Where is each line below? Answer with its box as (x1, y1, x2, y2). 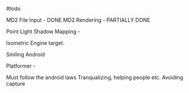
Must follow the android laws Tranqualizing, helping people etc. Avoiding (6, 74, 184, 81)
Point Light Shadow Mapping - (6, 28, 81, 35)
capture (6, 80, 25, 87)
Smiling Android (6, 51, 46, 58)
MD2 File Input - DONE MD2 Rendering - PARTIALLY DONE (6, 17, 150, 23)
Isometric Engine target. (6, 40, 65, 46)
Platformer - (6, 62, 36, 69)
